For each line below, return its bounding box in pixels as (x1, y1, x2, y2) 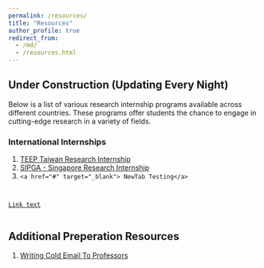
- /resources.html (15, 49, 77, 57)
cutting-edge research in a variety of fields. (8, 116, 152, 126)
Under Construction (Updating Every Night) (8, 78, 229, 92)
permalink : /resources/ (8, 11, 88, 20)
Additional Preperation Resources (8, 229, 179, 243)
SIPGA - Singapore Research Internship (19, 163, 150, 172)
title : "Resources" (8, 19, 73, 27)
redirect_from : (8, 33, 59, 42)
